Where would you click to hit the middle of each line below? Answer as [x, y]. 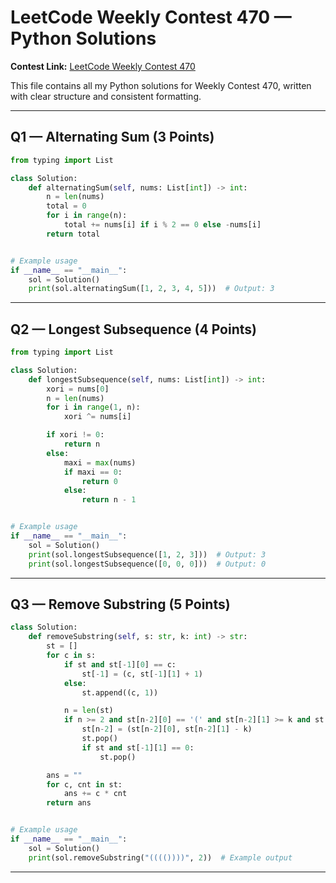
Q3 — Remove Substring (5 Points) [120, 604]
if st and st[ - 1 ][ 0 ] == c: [120, 664]
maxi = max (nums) [100, 462]
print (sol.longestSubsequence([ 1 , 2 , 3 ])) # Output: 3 [147, 554]
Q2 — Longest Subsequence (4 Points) [133, 329]
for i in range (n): [87, 216]
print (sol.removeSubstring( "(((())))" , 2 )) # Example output [160, 857]
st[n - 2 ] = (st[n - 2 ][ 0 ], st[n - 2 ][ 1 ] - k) [167, 729]
